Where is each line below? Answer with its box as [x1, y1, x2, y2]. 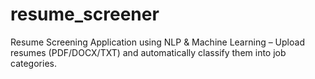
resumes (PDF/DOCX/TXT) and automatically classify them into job [10, 46, 287, 58]
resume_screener [10, 3, 160, 26]
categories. [10, 57, 57, 69]
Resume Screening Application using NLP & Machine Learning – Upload [10, 36, 305, 48]
